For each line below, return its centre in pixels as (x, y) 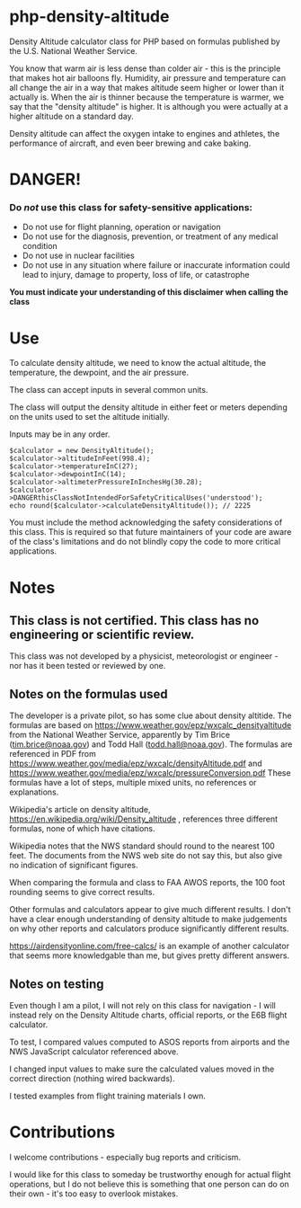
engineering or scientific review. (102, 634)
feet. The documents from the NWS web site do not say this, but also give (146, 856)
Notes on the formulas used (89, 694)
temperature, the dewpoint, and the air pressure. (99, 373)
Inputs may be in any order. (60, 434)
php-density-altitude (89, 17)
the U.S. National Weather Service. (73, 50)
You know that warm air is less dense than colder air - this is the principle (145, 68)
